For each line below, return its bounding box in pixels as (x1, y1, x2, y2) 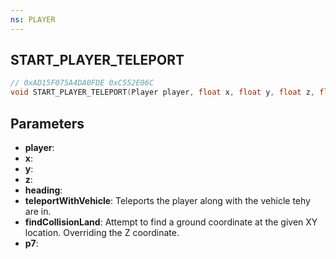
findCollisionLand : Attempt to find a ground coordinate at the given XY (24, 216, 318, 228)
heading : (24, 184, 63, 196)
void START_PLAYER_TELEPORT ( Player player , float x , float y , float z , (10, 87, 315, 98)
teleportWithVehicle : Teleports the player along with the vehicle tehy (24, 195, 311, 206)
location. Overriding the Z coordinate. (24, 227, 180, 238)
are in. (24, 206, 52, 217)
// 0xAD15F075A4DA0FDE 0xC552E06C (10, 78, 155, 88)
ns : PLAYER (10, 14, 56, 25)
